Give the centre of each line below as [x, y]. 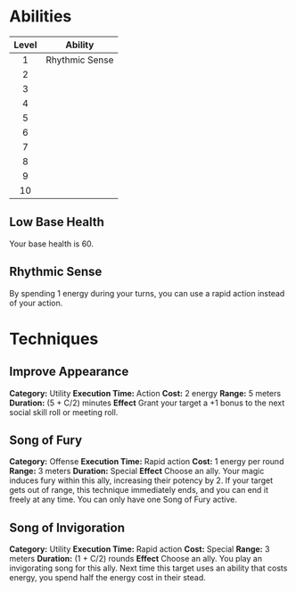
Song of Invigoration [67, 527]
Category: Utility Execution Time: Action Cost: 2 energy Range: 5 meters [145, 393]
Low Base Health [57, 222]
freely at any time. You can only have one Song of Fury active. [123, 500]
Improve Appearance [69, 372]
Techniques [54, 339]
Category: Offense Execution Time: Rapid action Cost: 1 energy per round [147, 462]
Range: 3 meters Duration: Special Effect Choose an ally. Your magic [137, 471]
